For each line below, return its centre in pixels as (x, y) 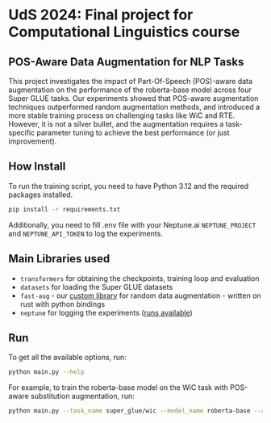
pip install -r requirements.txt (65, 209)
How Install (37, 167)
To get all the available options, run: (67, 358)
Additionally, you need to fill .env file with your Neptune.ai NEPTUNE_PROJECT (132, 224)
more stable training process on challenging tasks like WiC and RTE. (122, 115)
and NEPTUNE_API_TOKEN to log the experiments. (85, 233)
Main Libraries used (59, 259)
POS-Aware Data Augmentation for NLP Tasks (126, 62)
